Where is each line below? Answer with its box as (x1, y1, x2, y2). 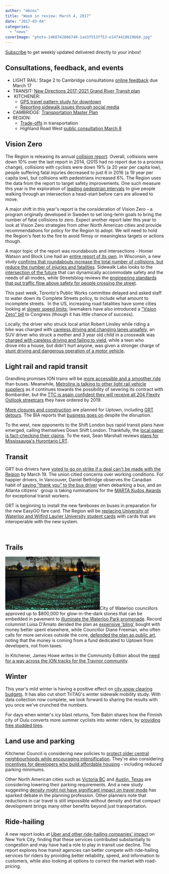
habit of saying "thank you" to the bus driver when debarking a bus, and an (5, 482, 161, 488)
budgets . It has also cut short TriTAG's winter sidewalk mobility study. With (5, 691, 161, 697)
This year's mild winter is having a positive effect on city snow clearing (5, 685, 153, 692)
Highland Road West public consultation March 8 (20, 125, 122, 131)
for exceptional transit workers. (5, 493, 70, 499)
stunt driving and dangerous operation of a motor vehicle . (5, 348, 125, 354)
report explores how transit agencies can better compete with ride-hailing (5, 847, 159, 853)
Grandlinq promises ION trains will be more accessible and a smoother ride (5, 376, 161, 382)
